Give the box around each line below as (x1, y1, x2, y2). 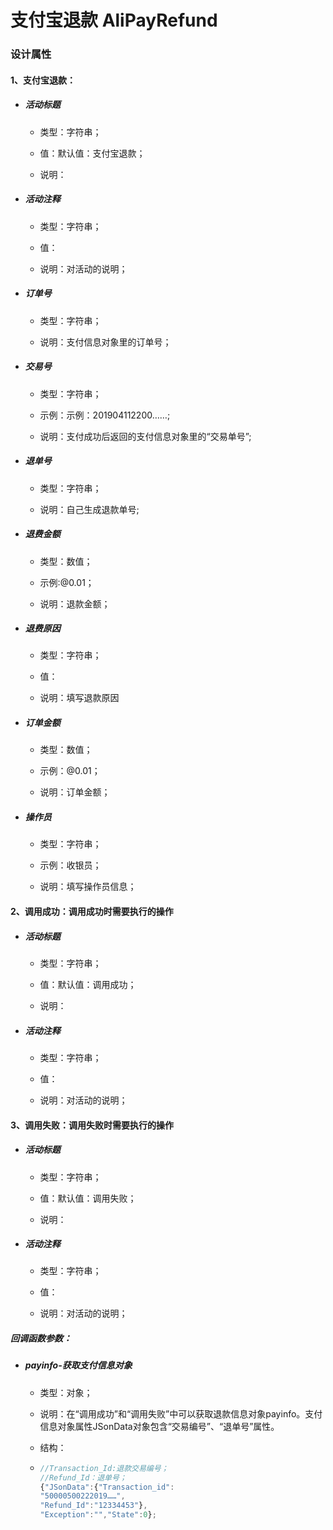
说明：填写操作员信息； (39, 881, 137, 893)
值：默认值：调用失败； (39, 1192, 137, 1204)
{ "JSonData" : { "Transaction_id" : (39, 1482, 175, 1492)
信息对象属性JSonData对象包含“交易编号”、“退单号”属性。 (39, 1420, 280, 1432)
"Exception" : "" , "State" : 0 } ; (39, 1510, 157, 1520)
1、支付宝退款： (10, 74, 77, 86)
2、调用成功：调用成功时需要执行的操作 (10, 906, 174, 918)
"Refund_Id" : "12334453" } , (39, 1501, 148, 1511)
